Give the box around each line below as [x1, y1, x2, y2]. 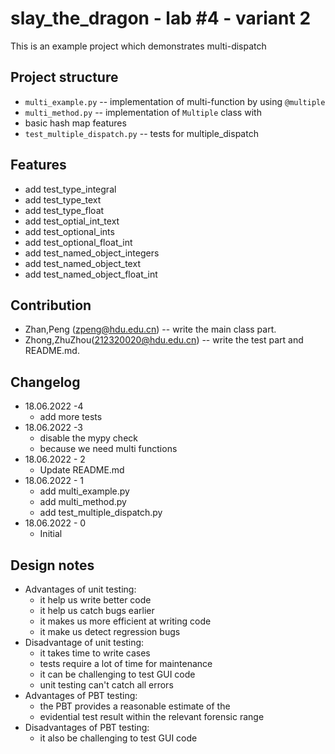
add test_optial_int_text [24, 215, 120, 227]
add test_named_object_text [24, 257, 141, 269]
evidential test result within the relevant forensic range [39, 711, 265, 722]
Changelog [10, 373, 81, 391]
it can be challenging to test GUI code [39, 668, 196, 680]
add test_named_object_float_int [24, 268, 158, 280]
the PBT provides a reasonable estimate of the [39, 700, 231, 712]
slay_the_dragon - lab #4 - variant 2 [10, 7, 312, 30]
